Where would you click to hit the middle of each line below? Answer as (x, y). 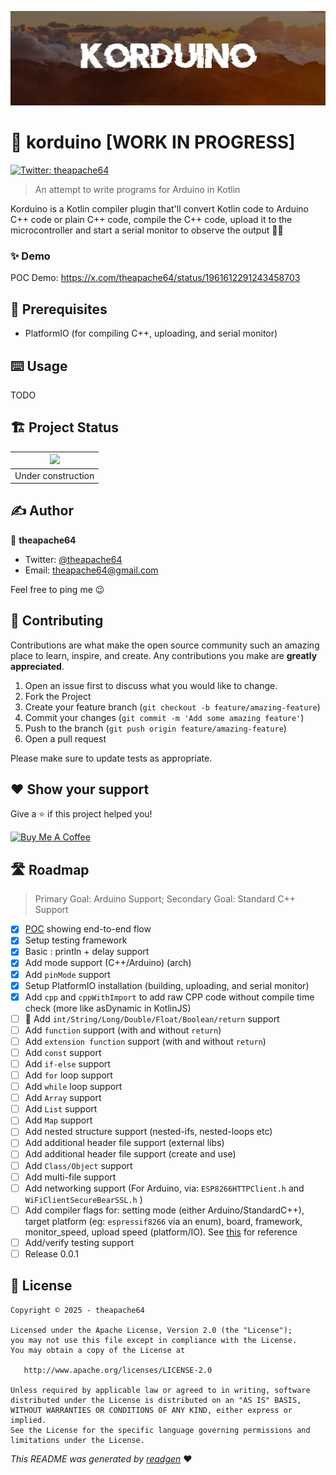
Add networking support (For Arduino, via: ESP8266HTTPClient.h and (164, 1188)
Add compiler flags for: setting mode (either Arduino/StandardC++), (164, 1210)
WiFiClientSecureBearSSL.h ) (83, 1199)
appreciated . (37, 666)
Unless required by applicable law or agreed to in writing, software (160, 1390)
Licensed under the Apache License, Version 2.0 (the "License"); (151, 1330)
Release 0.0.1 (51, 1253)
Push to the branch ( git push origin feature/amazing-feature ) (155, 728)
